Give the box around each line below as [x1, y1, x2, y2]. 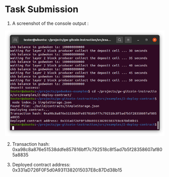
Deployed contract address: [12, 161, 71, 167]
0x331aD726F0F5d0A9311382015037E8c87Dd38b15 [12, 167, 122, 173]
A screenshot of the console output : [12, 20, 89, 26]
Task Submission [5, 4, 79, 15]
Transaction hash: [12, 141, 50, 147]
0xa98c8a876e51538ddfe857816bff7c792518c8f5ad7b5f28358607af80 [12, 146, 163, 152]
